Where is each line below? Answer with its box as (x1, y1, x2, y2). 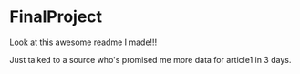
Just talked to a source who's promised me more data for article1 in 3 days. (9, 54, 292, 65)
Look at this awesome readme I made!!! (9, 37, 158, 48)
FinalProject (9, 6, 103, 27)
